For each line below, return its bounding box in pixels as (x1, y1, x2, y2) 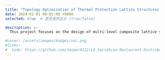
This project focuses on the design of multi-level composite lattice (9, 30, 157, 35)
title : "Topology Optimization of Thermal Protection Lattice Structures (5, 7, 160, 12)
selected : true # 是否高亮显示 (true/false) (5, 16, 96, 21)
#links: (5, 43, 21, 48)
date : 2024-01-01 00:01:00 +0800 (5, 12, 74, 17)
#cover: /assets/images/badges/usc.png (5, 39, 87, 43)
